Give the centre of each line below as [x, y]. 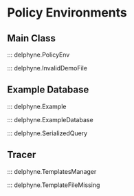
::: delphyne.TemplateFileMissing [54, 185]
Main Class [32, 38]
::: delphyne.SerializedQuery [47, 133]
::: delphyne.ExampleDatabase [51, 119]
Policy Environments [67, 13]
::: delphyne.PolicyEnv [38, 55]
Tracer [22, 155]
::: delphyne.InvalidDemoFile [47, 68]
